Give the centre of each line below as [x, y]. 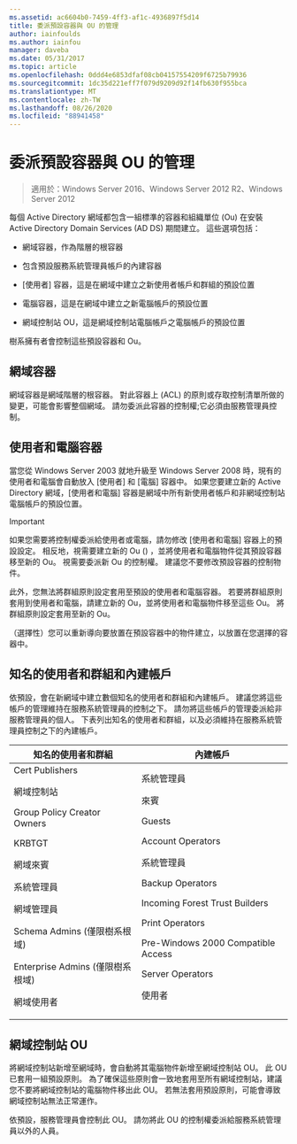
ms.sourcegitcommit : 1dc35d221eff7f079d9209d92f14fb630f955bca [128, 83]
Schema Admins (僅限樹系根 [72, 931]
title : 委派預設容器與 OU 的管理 [64, 26]
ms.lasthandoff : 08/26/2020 [61, 108]
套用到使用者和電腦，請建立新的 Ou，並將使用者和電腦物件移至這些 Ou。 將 [147, 602]
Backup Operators [179, 883]
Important [27, 521]
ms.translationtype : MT [53, 91]
